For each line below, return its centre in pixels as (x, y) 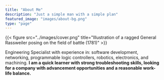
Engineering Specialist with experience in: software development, (72, 52)
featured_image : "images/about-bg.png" (46, 19)
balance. (22, 73)
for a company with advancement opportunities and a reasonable (74, 68)
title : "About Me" (24, 10)
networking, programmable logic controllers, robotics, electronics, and (77, 58)
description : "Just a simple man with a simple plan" (62, 14)
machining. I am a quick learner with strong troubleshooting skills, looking (82, 63)
